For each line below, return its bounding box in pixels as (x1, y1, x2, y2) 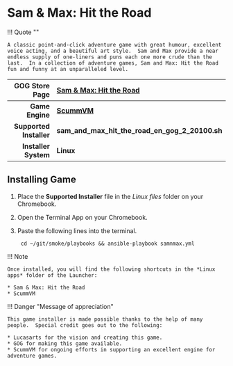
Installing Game (7, 174, 76, 186)
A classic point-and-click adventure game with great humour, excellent (7, 41, 222, 48)
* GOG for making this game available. (7, 340, 123, 347)
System (24, 150, 51, 159)
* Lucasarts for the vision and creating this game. (7, 334, 163, 341)
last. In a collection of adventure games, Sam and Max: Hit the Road (7, 59, 218, 67)
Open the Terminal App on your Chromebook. (17, 213, 148, 221)
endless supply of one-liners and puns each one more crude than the (7, 54, 213, 61)
